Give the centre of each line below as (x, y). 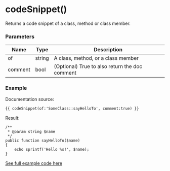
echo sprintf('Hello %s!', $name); (52, 149)
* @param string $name (31, 131)
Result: (12, 118)
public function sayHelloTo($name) (43, 141)
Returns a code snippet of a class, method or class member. (68, 23)
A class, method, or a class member (96, 58)
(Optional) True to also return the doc (98, 66)
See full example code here (34, 163)
